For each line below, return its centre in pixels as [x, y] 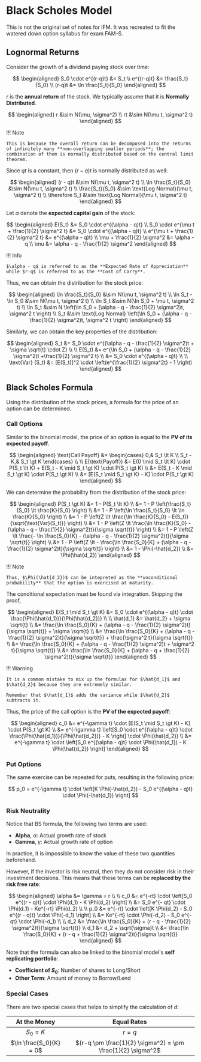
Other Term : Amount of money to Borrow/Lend [73, 978]
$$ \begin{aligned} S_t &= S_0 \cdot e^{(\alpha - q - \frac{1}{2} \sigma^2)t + [100, 343]
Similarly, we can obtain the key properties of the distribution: [82, 332]
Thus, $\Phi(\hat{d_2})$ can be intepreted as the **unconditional [92, 577]
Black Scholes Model [59, 11]
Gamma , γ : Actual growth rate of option [64, 842]
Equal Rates [130, 1022]
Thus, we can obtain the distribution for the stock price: [75, 282]
